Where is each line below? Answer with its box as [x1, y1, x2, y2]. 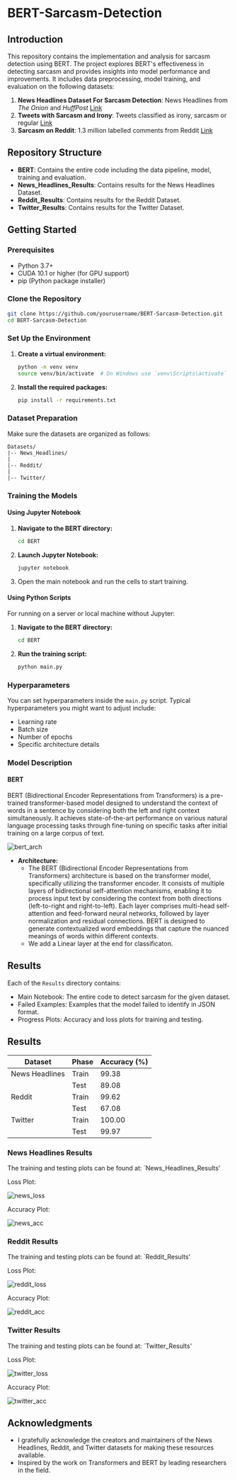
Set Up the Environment [7, 334, 91, 344]
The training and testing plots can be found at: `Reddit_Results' [7, 1253, 191, 1261]
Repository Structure [7, 147, 103, 159]
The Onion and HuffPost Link [17, 104, 103, 111]
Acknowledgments [7, 1417, 93, 1429]
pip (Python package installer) [17, 276, 106, 285]
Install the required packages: [17, 383, 108, 391]
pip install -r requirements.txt [17, 396, 117, 404]
